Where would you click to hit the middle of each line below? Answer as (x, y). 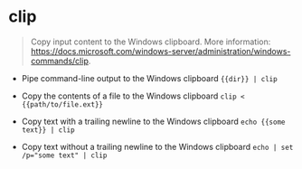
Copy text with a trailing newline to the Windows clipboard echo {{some (153, 121)
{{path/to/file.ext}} (62, 104)
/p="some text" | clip (64, 155)
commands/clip (60, 61)
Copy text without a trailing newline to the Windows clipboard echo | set (157, 146)
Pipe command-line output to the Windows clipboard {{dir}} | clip (149, 78)
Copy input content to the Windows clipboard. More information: (151, 42)
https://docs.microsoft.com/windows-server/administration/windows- (160, 51)
